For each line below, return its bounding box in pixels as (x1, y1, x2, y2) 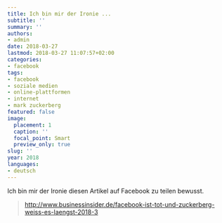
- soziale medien (7, 82, 58, 89)
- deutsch (7, 167, 37, 174)
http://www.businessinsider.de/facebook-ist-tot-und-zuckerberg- (24, 200, 215, 208)
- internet (7, 96, 39, 103)
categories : (7, 56, 42, 63)
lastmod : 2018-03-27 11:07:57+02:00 (7, 50, 115, 57)
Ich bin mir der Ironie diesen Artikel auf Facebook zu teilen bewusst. (7, 186, 204, 195)
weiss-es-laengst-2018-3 (24, 208, 98, 216)
